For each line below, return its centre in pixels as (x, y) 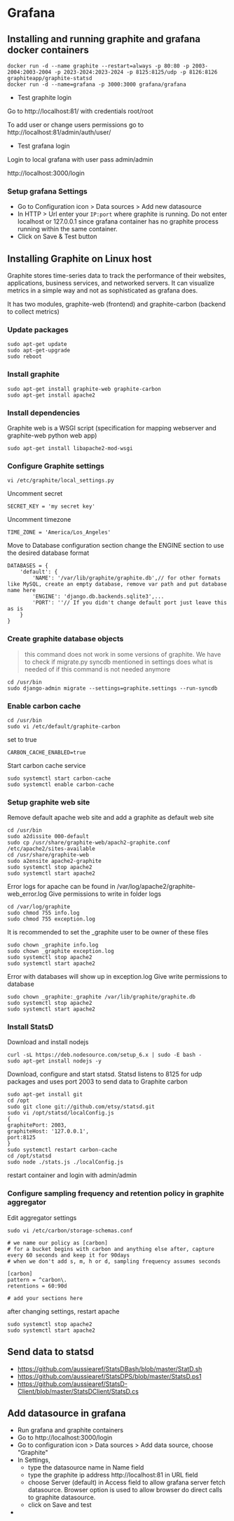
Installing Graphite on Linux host (80, 258)
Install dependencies (44, 413)
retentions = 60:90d (37, 1286)
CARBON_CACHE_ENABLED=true (47, 752)
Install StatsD (30, 1027)
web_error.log (27, 894)
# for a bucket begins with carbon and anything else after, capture (111, 1249)
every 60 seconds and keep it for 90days (69, 1255)
